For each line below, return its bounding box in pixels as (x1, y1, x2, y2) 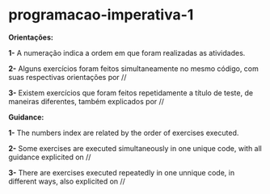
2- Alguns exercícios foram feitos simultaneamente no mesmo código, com (8, 63, 259, 74)
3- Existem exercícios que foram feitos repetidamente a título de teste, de (8, 87, 253, 98)
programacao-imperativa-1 (8, 6, 194, 24)
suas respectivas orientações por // (8, 72, 127, 82)
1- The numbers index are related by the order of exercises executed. (8, 128, 239, 137)
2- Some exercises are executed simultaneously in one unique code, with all (8, 143, 263, 153)
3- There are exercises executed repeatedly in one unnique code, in (8, 167, 235, 177)
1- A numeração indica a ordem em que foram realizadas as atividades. (8, 48, 246, 57)
